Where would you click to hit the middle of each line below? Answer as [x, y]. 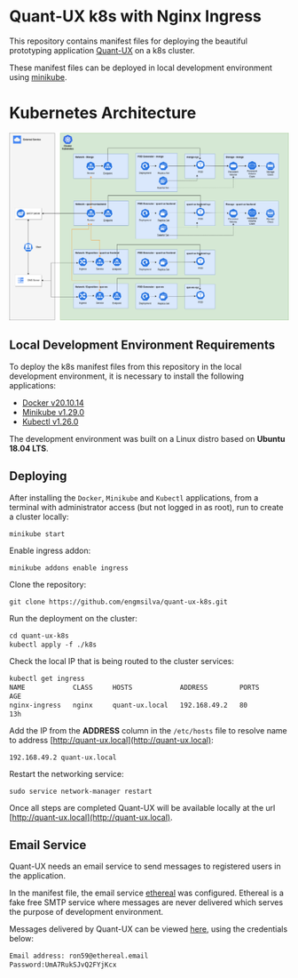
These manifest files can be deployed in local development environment [141, 68]
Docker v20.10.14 [53, 403]
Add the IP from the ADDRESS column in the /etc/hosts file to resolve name [148, 730]
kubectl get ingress [47, 678]
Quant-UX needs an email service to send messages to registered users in [145, 866]
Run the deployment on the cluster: [73, 618]
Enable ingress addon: [50, 550]
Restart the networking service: [67, 774]
